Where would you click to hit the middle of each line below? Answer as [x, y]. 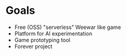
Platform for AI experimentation [53, 33]
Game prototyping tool [42, 40]
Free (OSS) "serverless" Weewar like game [68, 27]
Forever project [33, 46]
